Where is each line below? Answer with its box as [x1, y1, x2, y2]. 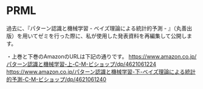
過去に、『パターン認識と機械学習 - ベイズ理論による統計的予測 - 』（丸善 [6, 24, 187, 32]
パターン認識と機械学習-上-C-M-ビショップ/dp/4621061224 [6, 60, 157, 68]
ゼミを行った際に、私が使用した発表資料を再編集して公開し [38, 32, 187, 40]
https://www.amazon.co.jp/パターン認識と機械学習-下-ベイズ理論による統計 [6, 68, 196, 75]
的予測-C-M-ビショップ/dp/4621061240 [6, 76, 106, 83]
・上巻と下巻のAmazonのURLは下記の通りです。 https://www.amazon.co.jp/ [6, 52, 197, 60]
